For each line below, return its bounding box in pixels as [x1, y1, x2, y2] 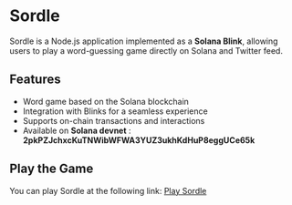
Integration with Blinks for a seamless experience [22, 106, 208, 117]
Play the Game [9, 161, 94, 177]
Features [9, 72, 61, 87]
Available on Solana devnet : [22, 125, 131, 136]
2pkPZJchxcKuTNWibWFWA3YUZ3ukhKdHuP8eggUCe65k [22, 134, 255, 146]
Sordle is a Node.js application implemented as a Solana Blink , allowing [9, 36, 278, 46]
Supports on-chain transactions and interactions [22, 115, 205, 126]
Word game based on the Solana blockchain [22, 96, 190, 107]
